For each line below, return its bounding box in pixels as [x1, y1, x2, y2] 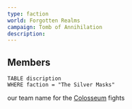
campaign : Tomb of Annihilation [7, 23, 102, 30]
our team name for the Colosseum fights [7, 93, 125, 103]
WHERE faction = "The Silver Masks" [7, 81, 115, 88]
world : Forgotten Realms [7, 17, 80, 24]
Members [7, 56, 51, 68]
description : [7, 30, 46, 38]
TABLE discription [7, 75, 61, 82]
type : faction [7, 10, 49, 18]
